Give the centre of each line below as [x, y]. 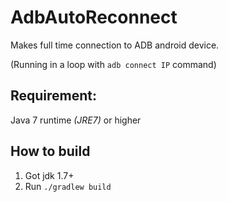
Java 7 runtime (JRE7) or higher [76, 120]
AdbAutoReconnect [94, 17]
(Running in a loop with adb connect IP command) [113, 64]
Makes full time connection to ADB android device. [115, 45]
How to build [50, 151]
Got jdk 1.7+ [49, 175]
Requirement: [54, 96]
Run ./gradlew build [68, 186]
